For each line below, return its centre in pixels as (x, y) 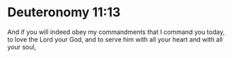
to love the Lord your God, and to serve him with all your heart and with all (115, 39)
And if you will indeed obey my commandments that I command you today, (116, 32)
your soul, (22, 47)
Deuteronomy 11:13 (64, 12)
